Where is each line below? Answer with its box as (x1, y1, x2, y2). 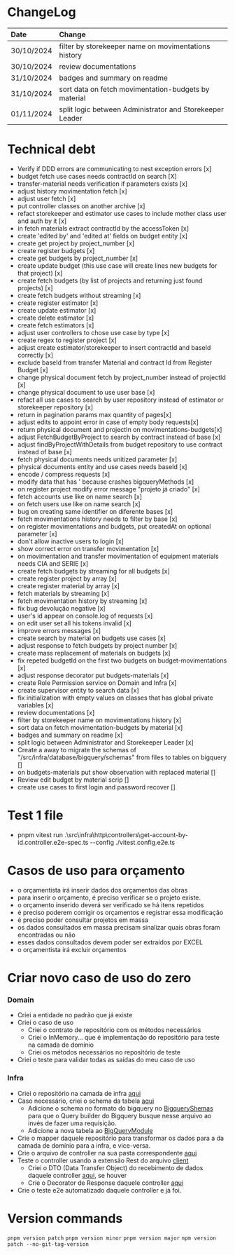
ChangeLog (7, 4, 76, 20)
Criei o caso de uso (17, 1018, 74, 1027)
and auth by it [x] (17, 217, 67, 225)
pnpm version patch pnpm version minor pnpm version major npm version (7, 1235, 217, 1242)
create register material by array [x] (17, 581, 120, 590)
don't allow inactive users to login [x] (17, 537, 124, 545)
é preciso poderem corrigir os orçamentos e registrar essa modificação (17, 908, 224, 916)
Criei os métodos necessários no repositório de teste (27, 1048, 180, 1057)
